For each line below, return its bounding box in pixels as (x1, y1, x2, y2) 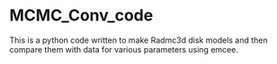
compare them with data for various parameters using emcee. (9, 44, 238, 54)
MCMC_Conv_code (9, 5, 154, 26)
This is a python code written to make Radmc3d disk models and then (9, 35, 268, 45)
